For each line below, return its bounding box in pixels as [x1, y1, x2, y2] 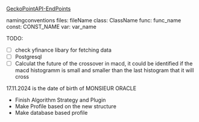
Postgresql [14, 53, 42, 61]
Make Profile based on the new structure [14, 103, 116, 110]
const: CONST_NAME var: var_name [6, 23, 96, 30]
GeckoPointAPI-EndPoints [6, 5, 71, 12]
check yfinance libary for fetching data [14, 46, 112, 53]
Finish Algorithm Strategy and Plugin [14, 96, 106, 104]
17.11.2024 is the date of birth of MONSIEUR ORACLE [6, 85, 137, 92]
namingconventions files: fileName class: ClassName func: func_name [6, 17, 182, 23]
